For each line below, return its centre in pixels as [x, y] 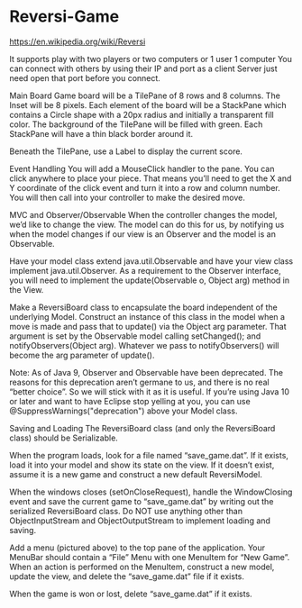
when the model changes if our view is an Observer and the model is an [143, 234]
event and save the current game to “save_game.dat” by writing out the [142, 501]
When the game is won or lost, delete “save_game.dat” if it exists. [131, 594]
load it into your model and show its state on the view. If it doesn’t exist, [142, 465]
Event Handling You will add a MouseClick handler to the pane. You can [142, 168]
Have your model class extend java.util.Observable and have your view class [151, 261]
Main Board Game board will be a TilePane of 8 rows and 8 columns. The [145, 95]
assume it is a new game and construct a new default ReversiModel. [136, 474]
